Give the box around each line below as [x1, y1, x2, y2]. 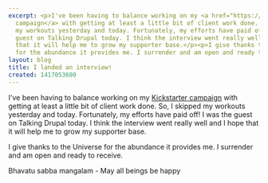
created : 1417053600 [8, 71, 77, 79]
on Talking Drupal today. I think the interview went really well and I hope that [8, 118, 259, 127]
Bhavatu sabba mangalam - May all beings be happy [8, 165, 181, 175]
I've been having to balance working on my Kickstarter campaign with [8, 92, 238, 102]
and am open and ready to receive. [8, 150, 124, 160]
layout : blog [8, 56, 52, 64]
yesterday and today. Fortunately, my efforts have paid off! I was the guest [8, 109, 253, 119]
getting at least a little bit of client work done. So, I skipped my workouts [8, 101, 246, 111]
